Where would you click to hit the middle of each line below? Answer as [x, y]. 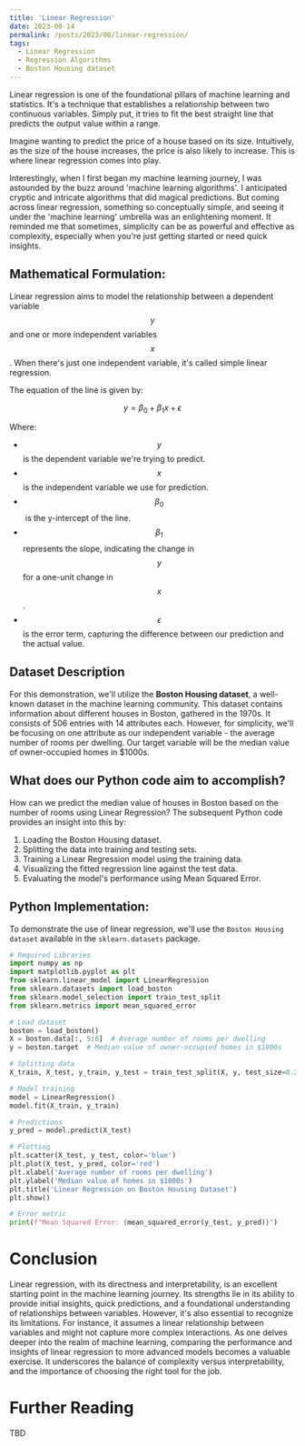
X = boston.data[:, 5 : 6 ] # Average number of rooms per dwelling [138, 1039]
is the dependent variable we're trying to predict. [114, 459]
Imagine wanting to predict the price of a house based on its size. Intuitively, [152, 141]
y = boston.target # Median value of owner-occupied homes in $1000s [146, 1048]
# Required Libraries [50, 955]
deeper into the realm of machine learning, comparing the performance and [151, 1342]
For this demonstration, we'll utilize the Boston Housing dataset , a [133, 694]
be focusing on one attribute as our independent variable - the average [142, 732]
